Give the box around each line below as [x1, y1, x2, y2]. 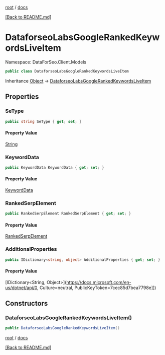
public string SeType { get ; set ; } [5, 119, 82, 124]
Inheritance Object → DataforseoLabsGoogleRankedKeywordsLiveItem [5, 78, 151, 84]
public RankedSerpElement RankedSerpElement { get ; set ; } [5, 211, 131, 216]
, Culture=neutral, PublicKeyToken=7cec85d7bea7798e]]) [37, 285, 156, 291]
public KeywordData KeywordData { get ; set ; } [5, 165, 104, 170]
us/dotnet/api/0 [5, 285, 38, 291]
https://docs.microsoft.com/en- [66, 279, 131, 285]
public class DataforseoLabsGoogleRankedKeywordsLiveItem [5, 68, 129, 74]
